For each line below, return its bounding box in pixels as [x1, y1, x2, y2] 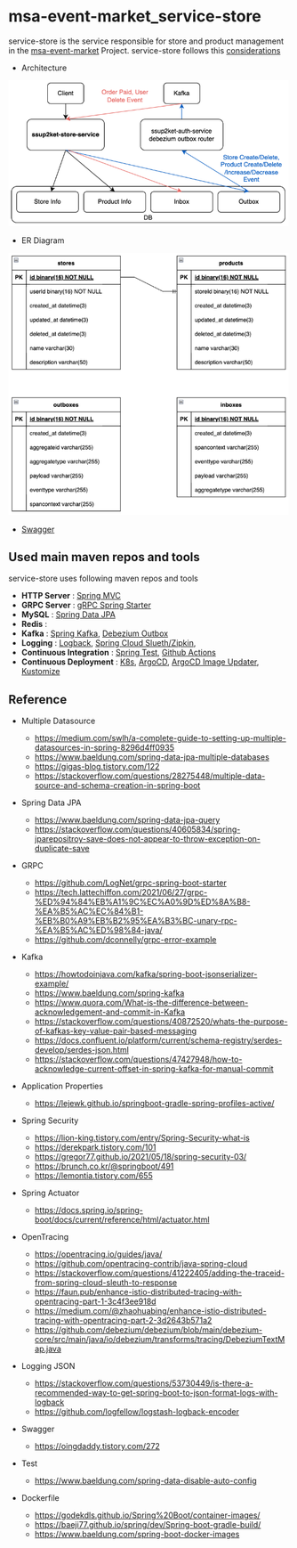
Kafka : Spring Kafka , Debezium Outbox [20, 628, 169, 639]
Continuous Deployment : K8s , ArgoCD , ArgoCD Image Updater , [20, 656, 260, 667]
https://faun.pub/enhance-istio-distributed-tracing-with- [34, 1287, 242, 1298]
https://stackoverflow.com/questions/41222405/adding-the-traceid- [34, 1267, 285, 1279]
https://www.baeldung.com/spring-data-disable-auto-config [34, 1476, 257, 1487]
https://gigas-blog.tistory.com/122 [34, 762, 160, 772]
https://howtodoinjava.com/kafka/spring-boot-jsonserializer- [34, 969, 258, 980]
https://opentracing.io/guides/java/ [34, 1249, 163, 1259]
